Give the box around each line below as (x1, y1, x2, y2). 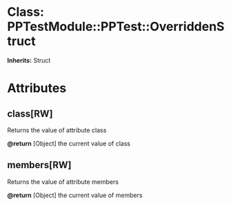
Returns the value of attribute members (7, 177, 119, 186)
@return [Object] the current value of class (7, 139, 131, 147)
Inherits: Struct (7, 56, 51, 64)
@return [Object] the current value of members (7, 191, 143, 199)
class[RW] (7, 107, 53, 119)
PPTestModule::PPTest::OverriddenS (7, 19, 225, 34)
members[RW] (7, 159, 72, 171)
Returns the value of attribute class (7, 125, 107, 134)
